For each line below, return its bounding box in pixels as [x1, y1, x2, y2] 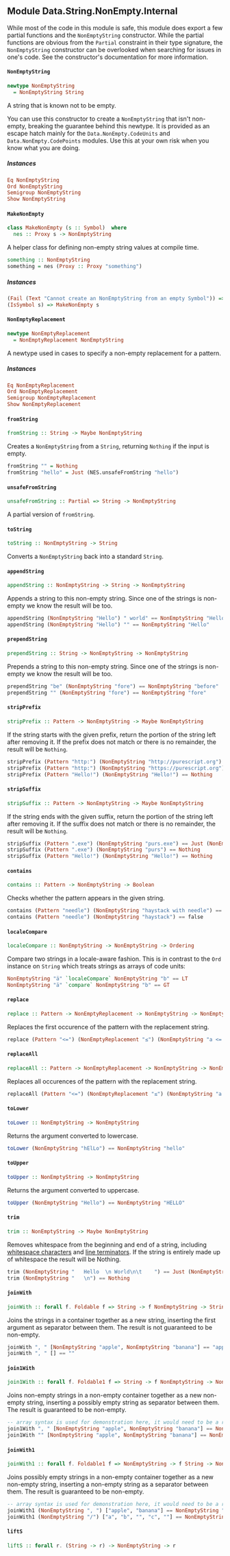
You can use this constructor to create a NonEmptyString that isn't [7, 115, 191, 123]
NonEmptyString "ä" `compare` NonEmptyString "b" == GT [7, 981, 170, 988]
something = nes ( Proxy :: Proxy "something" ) [7, 263, 142, 270]
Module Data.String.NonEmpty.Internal [7, 5, 178, 17]
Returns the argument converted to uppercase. [7, 1186, 140, 1194]
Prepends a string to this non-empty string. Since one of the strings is [7, 662, 204, 671]
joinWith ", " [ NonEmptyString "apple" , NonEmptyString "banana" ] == [7, 1343, 210, 1350]
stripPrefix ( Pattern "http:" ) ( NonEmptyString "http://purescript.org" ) [7, 758, 222, 765]
